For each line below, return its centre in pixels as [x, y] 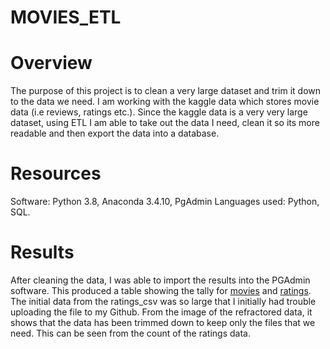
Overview [51, 63]
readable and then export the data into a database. [115, 133]
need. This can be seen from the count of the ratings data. [130, 333]
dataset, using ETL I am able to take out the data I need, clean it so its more [165, 123]
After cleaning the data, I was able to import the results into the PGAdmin [160, 280]
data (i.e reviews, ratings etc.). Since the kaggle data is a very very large [159, 112]
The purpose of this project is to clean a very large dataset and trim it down [166, 91]
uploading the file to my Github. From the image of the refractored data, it [161, 312]
